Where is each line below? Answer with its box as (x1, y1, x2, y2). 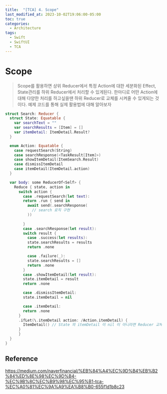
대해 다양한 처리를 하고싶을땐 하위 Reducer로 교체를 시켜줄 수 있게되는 (17, 95, 154, 101)
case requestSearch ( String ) (14, 148, 72, 153)
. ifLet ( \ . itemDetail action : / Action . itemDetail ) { (18, 317, 128, 323)
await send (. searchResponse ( (27, 203, 88, 208)
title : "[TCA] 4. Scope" (5, 7, 59, 12)
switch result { (23, 231, 57, 236)
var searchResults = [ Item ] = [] (14, 125, 83, 130)
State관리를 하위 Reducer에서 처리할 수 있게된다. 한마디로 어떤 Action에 (17, 89, 158, 95)
